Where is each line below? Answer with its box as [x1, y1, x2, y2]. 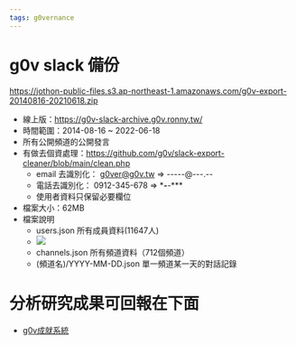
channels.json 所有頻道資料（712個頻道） [35, 247, 190, 257]
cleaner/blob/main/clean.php [22, 157, 131, 168]
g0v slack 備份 [9, 55, 120, 75]
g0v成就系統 [22, 324, 69, 335]
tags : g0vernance [9, 13, 75, 23]
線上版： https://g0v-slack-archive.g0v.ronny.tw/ [22, 114, 203, 125]
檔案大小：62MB [22, 202, 85, 213]
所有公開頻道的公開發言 [22, 136, 110, 147]
